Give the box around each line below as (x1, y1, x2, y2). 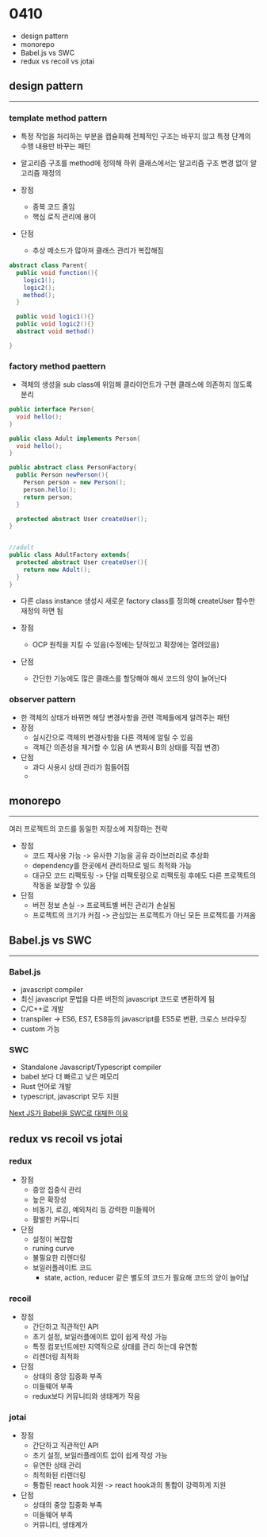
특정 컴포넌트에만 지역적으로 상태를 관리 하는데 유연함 (32, 1342, 198, 1351)
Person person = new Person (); (23, 478, 127, 487)
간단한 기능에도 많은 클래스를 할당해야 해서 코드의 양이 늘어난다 (32, 673, 227, 683)
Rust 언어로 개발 (20, 1082, 72, 1091)
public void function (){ (16, 268, 98, 276)
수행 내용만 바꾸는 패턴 (20, 141, 91, 151)
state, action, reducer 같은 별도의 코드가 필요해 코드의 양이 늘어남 (44, 1272, 250, 1282)
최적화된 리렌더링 (32, 1470, 86, 1480)
